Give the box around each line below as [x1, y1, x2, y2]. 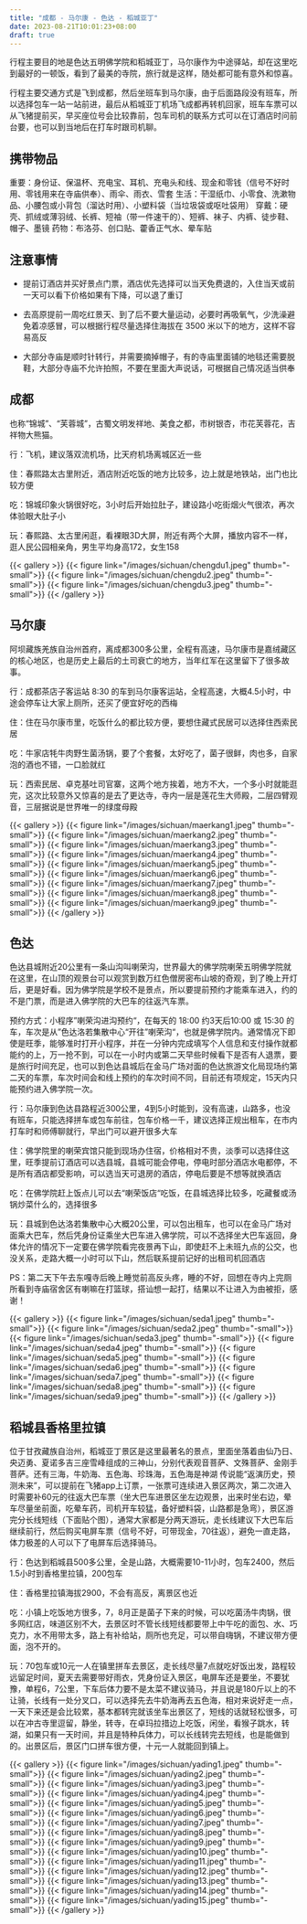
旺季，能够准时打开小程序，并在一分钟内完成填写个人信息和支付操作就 [25, 1038, 290, 1049]
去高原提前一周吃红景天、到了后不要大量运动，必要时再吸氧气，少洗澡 [22, 309, 288, 320]
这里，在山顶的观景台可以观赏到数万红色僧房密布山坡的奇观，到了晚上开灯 [16, 973, 298, 983]
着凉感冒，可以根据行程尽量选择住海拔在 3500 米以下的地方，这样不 [30, 321, 288, 331]
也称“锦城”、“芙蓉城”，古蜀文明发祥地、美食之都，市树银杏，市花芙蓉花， [9, 418, 288, 429]
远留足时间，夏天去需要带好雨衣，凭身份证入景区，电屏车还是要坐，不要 [9, 1672, 281, 1683]
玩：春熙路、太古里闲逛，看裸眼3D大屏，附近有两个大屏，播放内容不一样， [9, 529, 292, 540]
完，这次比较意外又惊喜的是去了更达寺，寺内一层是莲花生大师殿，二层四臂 [9, 790, 290, 801]
